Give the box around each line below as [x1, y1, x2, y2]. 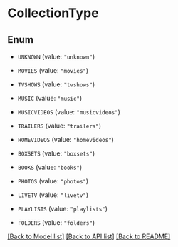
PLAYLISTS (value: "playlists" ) [17, 205, 108, 213]
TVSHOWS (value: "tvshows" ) [17, 80, 95, 89]
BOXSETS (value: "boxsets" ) [17, 149, 95, 158]
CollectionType [7, 5, 99, 21]
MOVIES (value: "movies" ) [17, 66, 89, 74]
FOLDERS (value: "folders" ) [17, 218, 95, 226]
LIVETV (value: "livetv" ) [17, 191, 89, 199]
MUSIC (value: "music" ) [17, 94, 83, 102]
